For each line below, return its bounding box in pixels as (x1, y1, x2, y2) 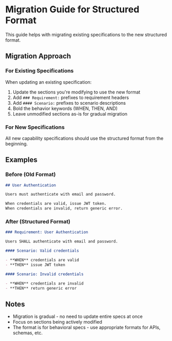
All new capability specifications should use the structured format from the (5, 135, 164, 141)
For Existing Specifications (5, 67, 74, 74)
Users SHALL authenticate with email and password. (5, 239, 118, 244)
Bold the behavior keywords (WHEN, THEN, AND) (12, 105, 118, 111)
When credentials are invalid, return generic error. (5, 206, 123, 211)
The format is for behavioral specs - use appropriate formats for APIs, (12, 325, 161, 331)
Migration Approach (5, 52, 71, 61)
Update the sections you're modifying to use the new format (12, 89, 141, 95)
